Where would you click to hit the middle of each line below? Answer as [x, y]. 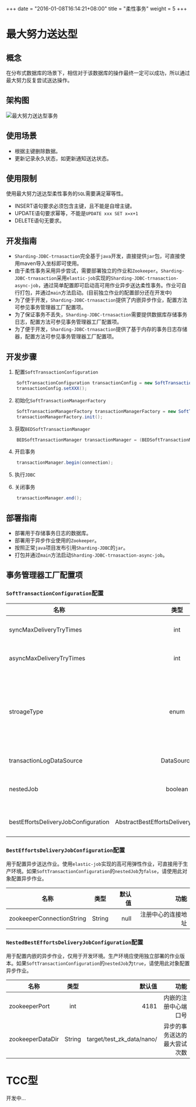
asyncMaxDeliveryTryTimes [47, 658]
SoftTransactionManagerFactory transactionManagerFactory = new [96, 411]
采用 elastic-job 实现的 [84, 278]
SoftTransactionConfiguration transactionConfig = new [85, 383]
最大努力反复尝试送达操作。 [39, 80]
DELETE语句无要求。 [40, 220]
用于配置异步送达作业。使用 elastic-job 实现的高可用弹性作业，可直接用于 [94, 864]
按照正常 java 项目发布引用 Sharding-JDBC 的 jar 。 [71, 548]
